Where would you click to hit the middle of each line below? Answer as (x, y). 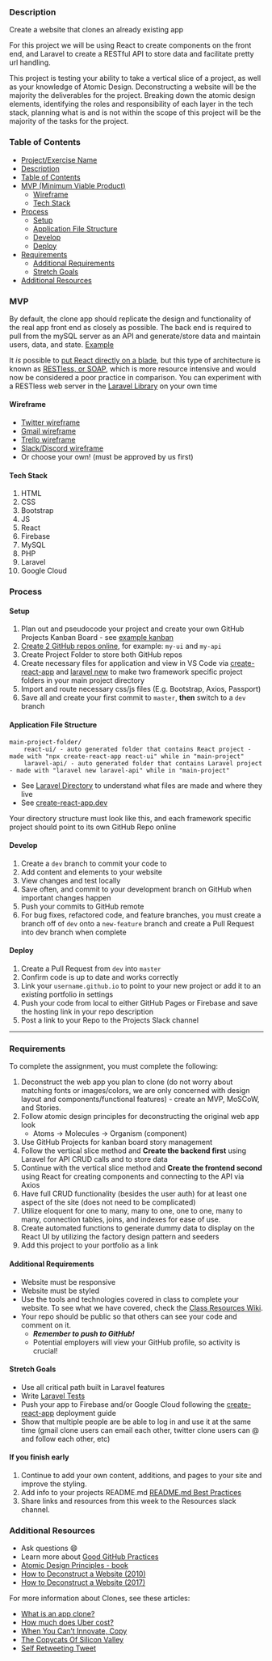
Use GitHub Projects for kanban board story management (117, 1142)
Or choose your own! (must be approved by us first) (107, 457)
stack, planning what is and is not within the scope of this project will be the (135, 112)
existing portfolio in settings (67, 994)
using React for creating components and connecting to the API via (132, 1176)
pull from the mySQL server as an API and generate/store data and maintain (135, 336)
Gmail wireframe (48, 431)
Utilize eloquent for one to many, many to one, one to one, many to (132, 1211)
